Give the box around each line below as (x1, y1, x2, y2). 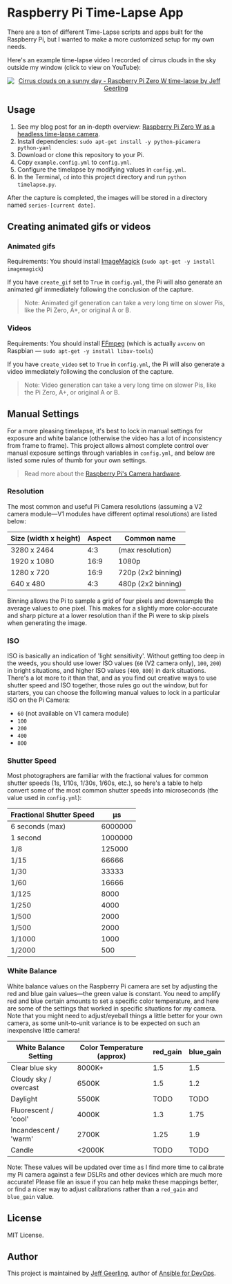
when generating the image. (7, 618, 88, 627)
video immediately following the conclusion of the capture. (7, 367, 174, 375)
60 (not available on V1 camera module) (17, 709, 129, 718)
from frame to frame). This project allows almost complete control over (7, 441, 209, 449)
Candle (10, 1145, 35, 1155)
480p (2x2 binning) (118, 579, 182, 588)
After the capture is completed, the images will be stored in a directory (7, 193, 208, 201)
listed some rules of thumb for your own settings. (7, 455, 147, 464)
